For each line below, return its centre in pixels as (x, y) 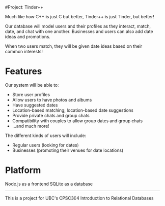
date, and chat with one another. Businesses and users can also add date (79, 31)
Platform (23, 170)
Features (24, 71)
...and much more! (31, 126)
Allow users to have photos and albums (52, 100)
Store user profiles (31, 94)
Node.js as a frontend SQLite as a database (49, 184)
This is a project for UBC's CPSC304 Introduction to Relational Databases (79, 198)
